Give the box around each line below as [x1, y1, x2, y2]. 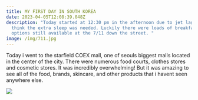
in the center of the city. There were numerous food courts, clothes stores [6, 58, 186, 65]
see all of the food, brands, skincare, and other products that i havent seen [6, 71, 187, 77]
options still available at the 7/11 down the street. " [11, 30, 154, 36]
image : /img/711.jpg [6, 36, 57, 42]
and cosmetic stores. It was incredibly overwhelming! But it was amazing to [6, 64, 189, 71]
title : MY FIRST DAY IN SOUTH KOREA [6, 8, 96, 15]
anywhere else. [6, 77, 43, 84]
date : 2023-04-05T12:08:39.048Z [6, 14, 85, 20]
